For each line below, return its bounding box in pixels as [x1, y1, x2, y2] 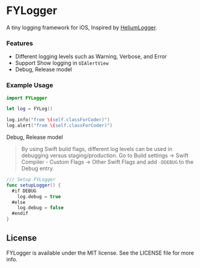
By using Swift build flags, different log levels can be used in [21, 146, 173, 153]
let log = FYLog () [6, 106, 53, 112]
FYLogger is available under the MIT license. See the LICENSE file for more [6, 249, 195, 256]
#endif [12, 211, 29, 217]
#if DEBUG [12, 188, 36, 194]
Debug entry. [21, 165, 55, 172]
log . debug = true [17, 193, 61, 200]
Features [6, 39, 33, 48]
